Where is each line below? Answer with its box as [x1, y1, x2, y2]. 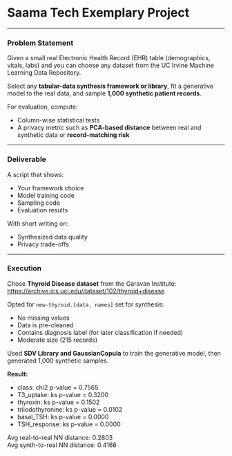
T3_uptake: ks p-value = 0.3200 [17, 390, 109, 399]
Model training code [17, 191, 75, 199]
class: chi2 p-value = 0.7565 [17, 383, 99, 392]
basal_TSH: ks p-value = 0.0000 [17, 412, 109, 421]
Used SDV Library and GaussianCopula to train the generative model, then [7, 349, 221, 357]
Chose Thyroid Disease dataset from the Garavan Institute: [7, 279, 177, 288]
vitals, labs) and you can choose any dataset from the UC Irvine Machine [7, 61, 214, 70]
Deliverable [7, 154, 47, 164]
